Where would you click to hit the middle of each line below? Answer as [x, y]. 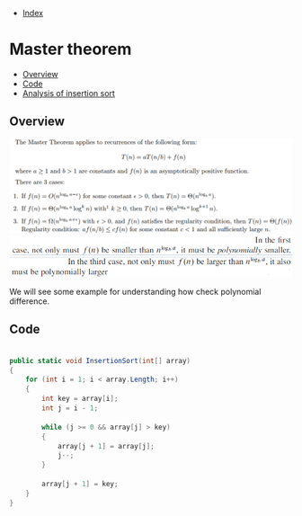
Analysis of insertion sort [68, 93]
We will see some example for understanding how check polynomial [135, 292]
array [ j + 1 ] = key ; [80, 485]
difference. [30, 301]
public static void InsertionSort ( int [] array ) [100, 360]
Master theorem [71, 49]
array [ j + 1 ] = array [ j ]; [106, 446]
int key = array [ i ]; [80, 399]
